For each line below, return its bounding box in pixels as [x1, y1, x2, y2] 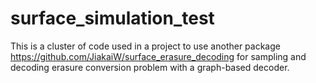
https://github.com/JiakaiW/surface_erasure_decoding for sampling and [10, 50, 307, 62]
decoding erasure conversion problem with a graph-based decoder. [10, 61, 290, 73]
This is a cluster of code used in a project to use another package [10, 40, 281, 52]
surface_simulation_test [10, 7, 215, 30]
